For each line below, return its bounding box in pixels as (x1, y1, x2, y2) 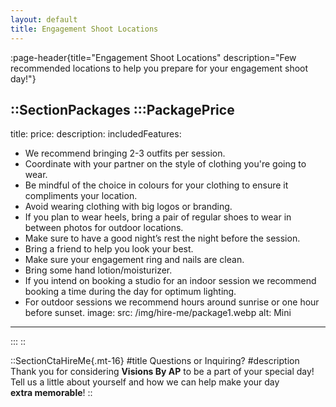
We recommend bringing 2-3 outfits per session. (24, 147, 226, 160)
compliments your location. (24, 190, 138, 202)
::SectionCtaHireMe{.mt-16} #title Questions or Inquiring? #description (10, 355, 300, 367)
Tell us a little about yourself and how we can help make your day (10, 376, 280, 388)
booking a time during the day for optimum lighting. (24, 286, 237, 298)
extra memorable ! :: (10, 387, 93, 399)
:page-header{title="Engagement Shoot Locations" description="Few (10, 51, 297, 63)
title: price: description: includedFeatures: (10, 128, 182, 140)
